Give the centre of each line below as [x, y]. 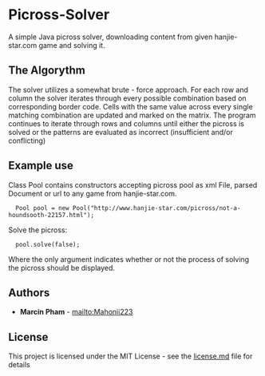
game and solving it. [72, 45]
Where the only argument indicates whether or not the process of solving [129, 259]
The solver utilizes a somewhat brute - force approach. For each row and [129, 89]
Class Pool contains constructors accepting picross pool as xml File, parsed [133, 184]
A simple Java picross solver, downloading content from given [111, 37]
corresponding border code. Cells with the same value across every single [131, 106]
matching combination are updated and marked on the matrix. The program [132, 115]
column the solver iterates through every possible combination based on [127, 98]
